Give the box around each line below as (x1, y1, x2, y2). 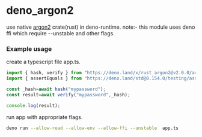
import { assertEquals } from (6, 75, 82, 81)
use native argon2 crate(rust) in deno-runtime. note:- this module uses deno (6, 23, 195, 31)
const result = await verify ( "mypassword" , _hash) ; (6, 92, 130, 98)
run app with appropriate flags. (6, 113, 83, 120)
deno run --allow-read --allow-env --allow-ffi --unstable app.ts (6, 125, 179, 131)
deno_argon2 (6, 4, 74, 17)
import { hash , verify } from (6, 70, 82, 76)
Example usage (6, 44, 52, 53)
